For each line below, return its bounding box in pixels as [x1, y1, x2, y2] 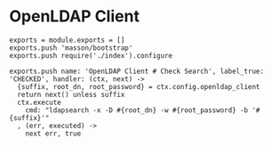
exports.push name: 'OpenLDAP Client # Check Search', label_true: [9, 67, 265, 76]
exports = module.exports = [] [9, 36, 125, 45]
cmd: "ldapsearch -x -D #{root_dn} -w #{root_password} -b [25, 105, 249, 115]
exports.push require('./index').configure [9, 51, 173, 60]
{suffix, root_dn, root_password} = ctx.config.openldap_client [17, 82, 260, 91]
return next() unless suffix [17, 90, 125, 99]
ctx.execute [17, 98, 62, 107]
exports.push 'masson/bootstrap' [9, 43, 133, 53]
